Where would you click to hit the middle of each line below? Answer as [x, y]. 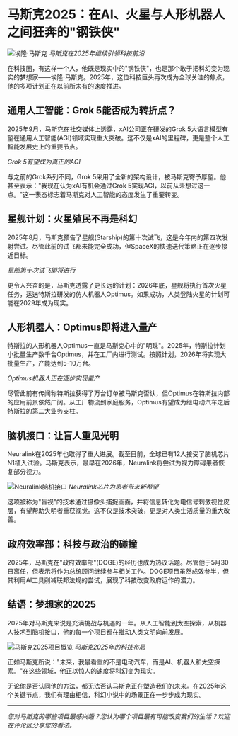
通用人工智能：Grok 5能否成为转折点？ [92, 111]
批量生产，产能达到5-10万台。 [51, 363]
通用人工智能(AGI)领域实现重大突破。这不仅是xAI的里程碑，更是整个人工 [124, 137]
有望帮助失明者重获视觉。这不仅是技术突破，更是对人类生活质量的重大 [121, 511]
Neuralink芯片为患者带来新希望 [113, 487]
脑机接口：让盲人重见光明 [63, 435]
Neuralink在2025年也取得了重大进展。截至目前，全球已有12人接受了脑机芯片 [119, 454]
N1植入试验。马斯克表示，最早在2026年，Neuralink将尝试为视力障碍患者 [113, 463]
